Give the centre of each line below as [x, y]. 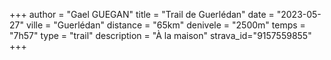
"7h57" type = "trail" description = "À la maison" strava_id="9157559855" [160, 35]
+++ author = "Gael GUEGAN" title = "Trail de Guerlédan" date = [142, 14]
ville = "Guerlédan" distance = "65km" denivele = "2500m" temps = [165, 25]
